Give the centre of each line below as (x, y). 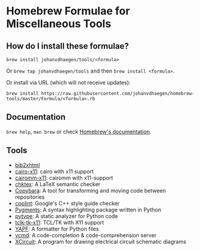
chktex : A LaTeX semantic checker (58, 184)
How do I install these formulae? (68, 46)
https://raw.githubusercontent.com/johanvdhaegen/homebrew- (118, 94)
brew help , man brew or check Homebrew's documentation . (79, 132)
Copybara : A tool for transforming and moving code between (90, 190)
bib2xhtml (27, 165)
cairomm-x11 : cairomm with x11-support (64, 178)
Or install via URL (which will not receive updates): (68, 83)
